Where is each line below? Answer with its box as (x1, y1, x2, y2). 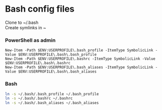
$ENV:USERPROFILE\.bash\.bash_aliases (18, 69, 97, 74)
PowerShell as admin (5, 37, 56, 43)
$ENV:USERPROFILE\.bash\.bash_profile (18, 52, 97, 57)
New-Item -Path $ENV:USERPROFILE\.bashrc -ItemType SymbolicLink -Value (5, 56, 156, 61)
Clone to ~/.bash (5, 19, 39, 25)
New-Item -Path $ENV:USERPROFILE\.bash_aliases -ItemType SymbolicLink (5, 65, 153, 70)
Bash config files (5, 3, 74, 15)
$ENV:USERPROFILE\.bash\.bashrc (5, 61, 71, 66)
